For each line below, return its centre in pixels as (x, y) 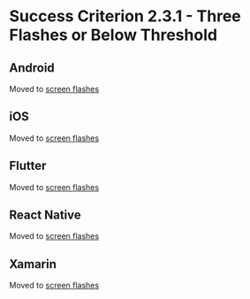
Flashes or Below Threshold (114, 35)
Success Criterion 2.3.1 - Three (125, 16)
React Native (45, 215)
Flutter (28, 166)
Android (32, 68)
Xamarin (33, 264)
